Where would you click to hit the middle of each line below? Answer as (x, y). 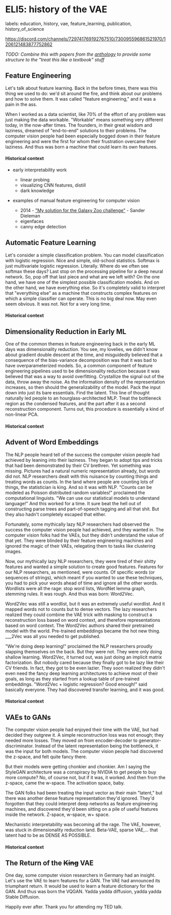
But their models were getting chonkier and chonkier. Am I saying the (78, 766)
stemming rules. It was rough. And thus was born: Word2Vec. (69, 594)
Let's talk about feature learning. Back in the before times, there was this (81, 88)
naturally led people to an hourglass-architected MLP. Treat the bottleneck (83, 398)
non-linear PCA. (22, 414)
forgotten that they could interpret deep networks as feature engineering (81, 804)
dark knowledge (37, 191)
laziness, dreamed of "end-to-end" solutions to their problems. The (76, 130)
